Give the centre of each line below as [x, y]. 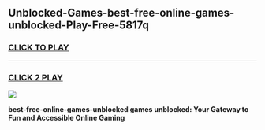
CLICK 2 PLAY [35, 77]
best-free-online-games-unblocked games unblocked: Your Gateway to [129, 109]
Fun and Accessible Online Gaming [67, 117]
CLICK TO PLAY [39, 48]
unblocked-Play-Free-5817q [79, 26]
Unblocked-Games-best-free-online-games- [121, 13]
